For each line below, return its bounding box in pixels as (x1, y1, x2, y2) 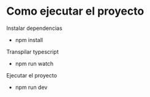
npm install (15, 36, 43, 43)
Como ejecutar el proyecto (6, 4, 144, 18)
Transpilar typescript (6, 48, 59, 56)
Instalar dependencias (6, 24, 62, 32)
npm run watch (15, 60, 54, 67)
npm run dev (15, 84, 48, 91)
